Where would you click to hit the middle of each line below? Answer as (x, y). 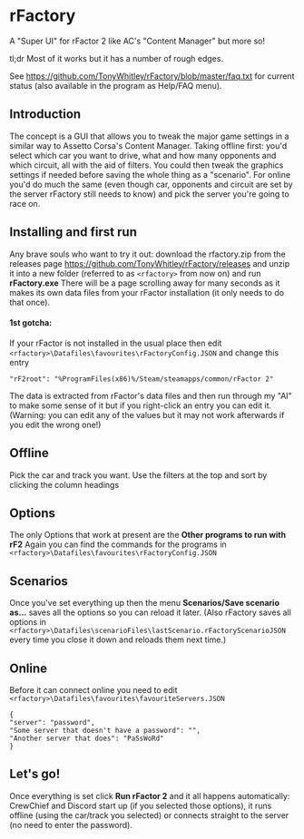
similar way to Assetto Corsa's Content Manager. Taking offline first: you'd (148, 145)
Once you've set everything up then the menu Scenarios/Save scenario (144, 603)
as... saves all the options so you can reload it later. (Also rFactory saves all (151, 612)
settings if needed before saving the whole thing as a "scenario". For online (150, 174)
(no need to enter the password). (71, 824)
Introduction (45, 114)
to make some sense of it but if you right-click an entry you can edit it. (141, 405)
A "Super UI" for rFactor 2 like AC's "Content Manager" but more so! (137, 41)
